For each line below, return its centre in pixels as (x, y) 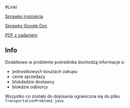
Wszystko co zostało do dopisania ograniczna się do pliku (63, 96)
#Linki (11, 7)
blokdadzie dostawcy (33, 81)
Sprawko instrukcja (24, 16)
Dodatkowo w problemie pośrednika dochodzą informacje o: (65, 62)
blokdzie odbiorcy (30, 87)
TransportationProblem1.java (34, 101)
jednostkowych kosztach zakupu (45, 71)
